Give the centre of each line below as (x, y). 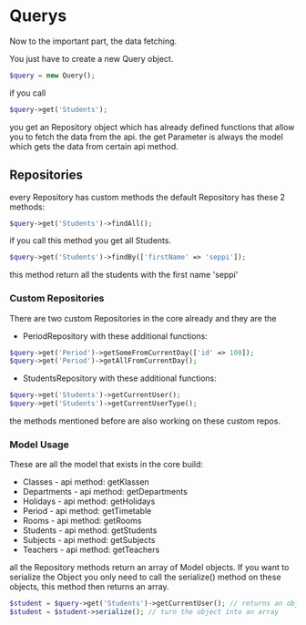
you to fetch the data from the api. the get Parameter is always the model (147, 137)
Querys (38, 16)
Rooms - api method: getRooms (82, 521)
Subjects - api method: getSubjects (89, 540)
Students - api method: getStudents (90, 530)
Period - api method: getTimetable (87, 511)
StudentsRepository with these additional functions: (119, 378)
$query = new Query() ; (52, 75)
